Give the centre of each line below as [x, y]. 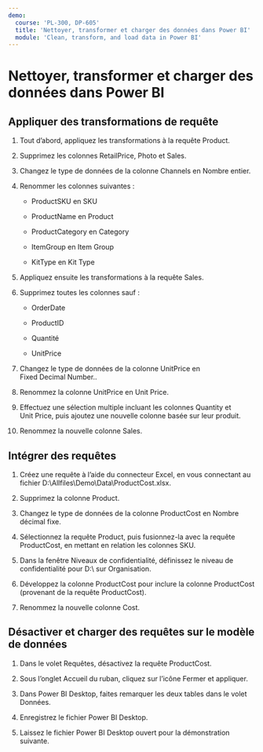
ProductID [47, 323]
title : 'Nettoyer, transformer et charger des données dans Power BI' [133, 30]
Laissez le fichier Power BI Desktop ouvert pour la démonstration [124, 732]
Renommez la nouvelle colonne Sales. [81, 431]
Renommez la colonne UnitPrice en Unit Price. [94, 392]
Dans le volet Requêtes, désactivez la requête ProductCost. [115, 663]
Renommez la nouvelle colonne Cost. [79, 608]
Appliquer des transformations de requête [113, 121]
